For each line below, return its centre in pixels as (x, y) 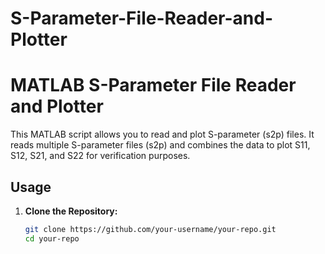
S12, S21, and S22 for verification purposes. (100, 156)
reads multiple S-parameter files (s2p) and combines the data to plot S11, (160, 145)
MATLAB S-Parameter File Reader (153, 85)
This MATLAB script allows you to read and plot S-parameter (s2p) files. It (162, 134)
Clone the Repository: (71, 211)
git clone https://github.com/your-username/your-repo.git (150, 229)
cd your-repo (52, 238)
